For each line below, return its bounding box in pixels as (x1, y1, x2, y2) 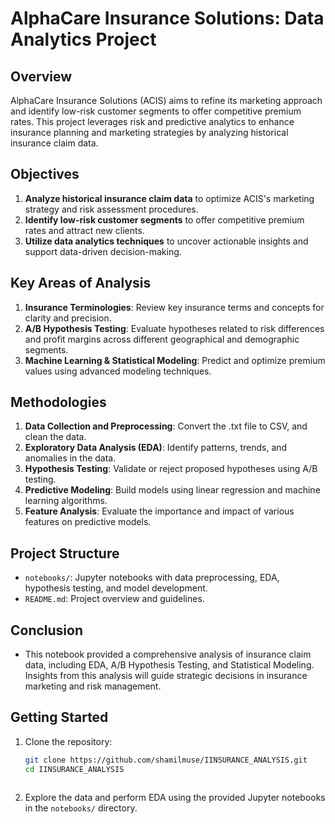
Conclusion (10, 622, 84, 639)
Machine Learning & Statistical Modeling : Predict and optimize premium (24, 354, 326, 366)
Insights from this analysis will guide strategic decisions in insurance (24, 670, 308, 682)
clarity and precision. (24, 312, 112, 324)
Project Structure (10, 545, 120, 562)
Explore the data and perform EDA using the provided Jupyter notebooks (24, 791, 326, 803)
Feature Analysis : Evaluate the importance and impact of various (24, 505, 295, 517)
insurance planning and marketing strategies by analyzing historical (10, 127, 289, 138)
